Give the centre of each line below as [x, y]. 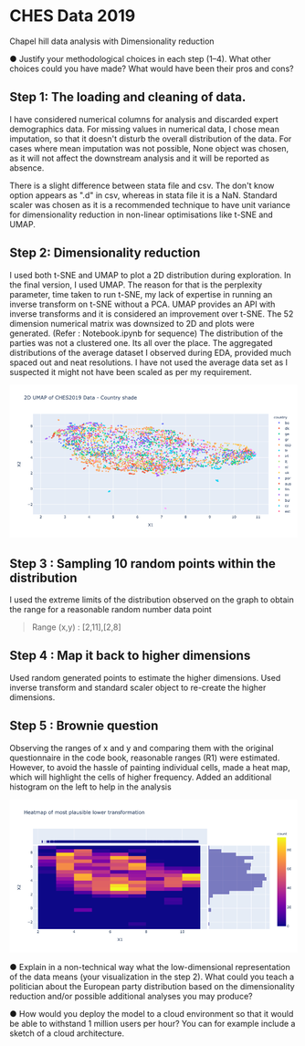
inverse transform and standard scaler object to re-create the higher [138, 687]
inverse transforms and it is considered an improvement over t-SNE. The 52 [152, 314]
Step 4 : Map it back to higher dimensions [130, 656]
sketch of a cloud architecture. [67, 1033]
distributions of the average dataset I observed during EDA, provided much [151, 352]
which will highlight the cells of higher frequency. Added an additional [141, 777]
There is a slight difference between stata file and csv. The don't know [142, 185]
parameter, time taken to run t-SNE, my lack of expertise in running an [141, 294]
